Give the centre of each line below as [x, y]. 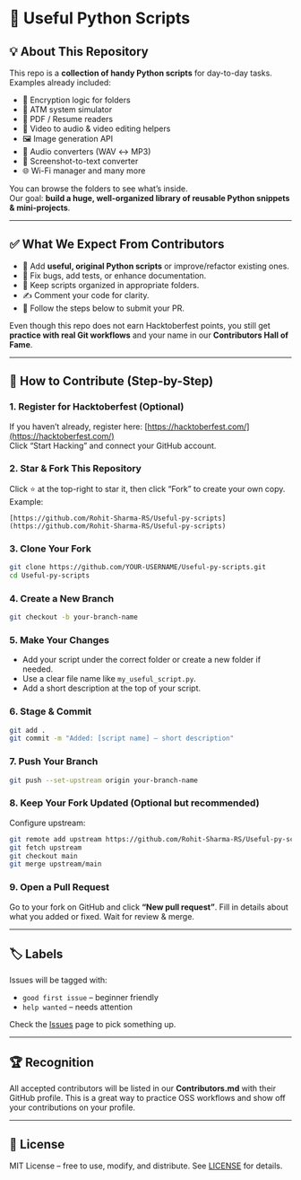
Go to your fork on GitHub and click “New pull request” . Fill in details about [149, 907]
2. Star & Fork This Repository [75, 469]
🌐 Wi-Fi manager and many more [84, 171]
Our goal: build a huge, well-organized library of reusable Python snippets [150, 198]
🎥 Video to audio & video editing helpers [96, 128]
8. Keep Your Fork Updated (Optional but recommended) [134, 803]
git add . [28, 730]
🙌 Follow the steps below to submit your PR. [103, 308]
